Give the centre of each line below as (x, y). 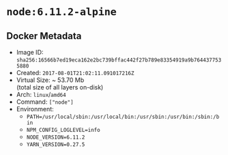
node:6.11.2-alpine (61, 12)
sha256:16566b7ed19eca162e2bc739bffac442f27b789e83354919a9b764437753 (119, 60)
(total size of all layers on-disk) (60, 87)
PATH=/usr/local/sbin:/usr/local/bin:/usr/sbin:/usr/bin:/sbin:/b (123, 117)
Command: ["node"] (45, 102)
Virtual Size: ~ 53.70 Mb (50, 80)
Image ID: (30, 52)
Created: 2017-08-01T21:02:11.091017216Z (75, 73)
